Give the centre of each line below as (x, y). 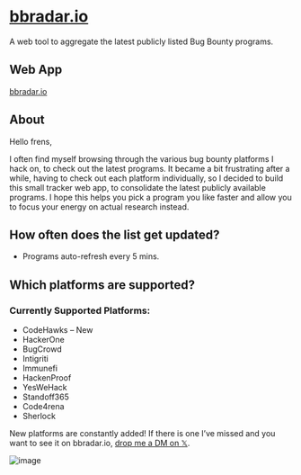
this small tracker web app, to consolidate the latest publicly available (138, 187)
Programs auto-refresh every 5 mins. (91, 256)
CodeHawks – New (58, 330)
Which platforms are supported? (102, 285)
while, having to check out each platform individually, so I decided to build (146, 178)
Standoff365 (45, 397)
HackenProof (47, 378)
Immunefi (40, 368)
